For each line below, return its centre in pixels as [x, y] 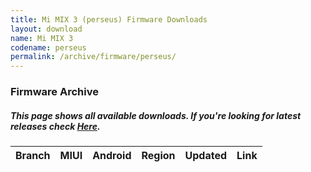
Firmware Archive [54, 92]
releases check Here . [55, 126]
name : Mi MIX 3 [42, 38]
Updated [206, 156]
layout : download [46, 29]
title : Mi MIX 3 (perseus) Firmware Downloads [109, 19]
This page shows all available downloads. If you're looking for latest [156, 115]
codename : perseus [48, 47]
